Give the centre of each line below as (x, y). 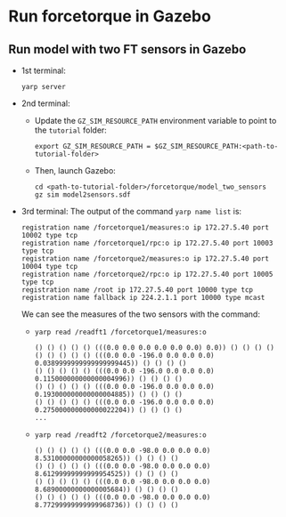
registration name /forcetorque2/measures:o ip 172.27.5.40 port (145, 259)
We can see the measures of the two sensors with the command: (140, 314)
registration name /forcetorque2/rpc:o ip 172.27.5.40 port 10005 (147, 274)
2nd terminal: (45, 103)
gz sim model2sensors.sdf (82, 195)
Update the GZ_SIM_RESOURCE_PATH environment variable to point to (155, 121)
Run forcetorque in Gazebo (110, 16)
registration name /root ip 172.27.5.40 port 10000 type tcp (137, 290)
